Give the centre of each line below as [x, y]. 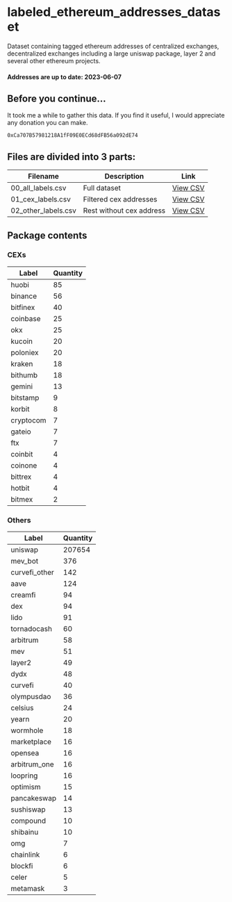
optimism [26, 787]
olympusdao [31, 697]
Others [19, 520]
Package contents [47, 235]
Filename [43, 177]
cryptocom [28, 420]
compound [28, 821]
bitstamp [25, 397]
